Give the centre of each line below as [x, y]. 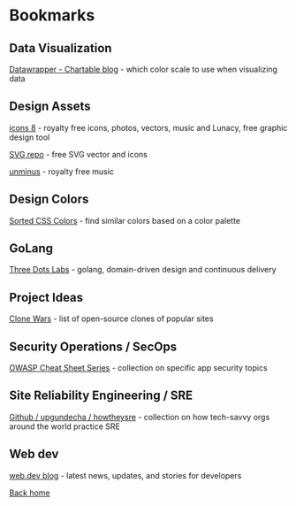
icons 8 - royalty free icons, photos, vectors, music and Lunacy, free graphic [148, 127]
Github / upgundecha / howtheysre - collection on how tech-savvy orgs [140, 417]
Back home [30, 493]
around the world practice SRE [65, 426]
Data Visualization [61, 48]
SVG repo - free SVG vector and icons [78, 154]
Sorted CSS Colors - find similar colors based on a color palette [125, 220]
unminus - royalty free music [62, 171]
